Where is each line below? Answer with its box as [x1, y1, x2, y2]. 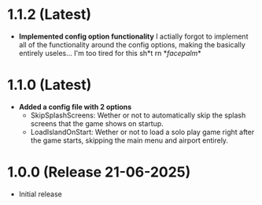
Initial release [18, 189, 62, 199]
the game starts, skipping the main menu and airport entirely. [30, 136, 229, 145]
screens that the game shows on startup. [30, 118, 164, 128]
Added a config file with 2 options [18, 102, 132, 111]
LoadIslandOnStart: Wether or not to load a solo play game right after [30, 127, 255, 136]
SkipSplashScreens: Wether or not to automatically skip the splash [30, 110, 246, 120]
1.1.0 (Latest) [7, 76, 92, 94]
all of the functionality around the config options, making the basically [18, 39, 245, 49]
